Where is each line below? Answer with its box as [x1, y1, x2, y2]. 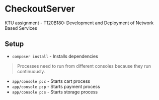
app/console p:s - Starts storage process [12, 89, 98, 95]
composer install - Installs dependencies [12, 53, 99, 59]
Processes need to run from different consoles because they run [17, 63, 151, 69]
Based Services [5, 25, 37, 31]
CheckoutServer [5, 3, 75, 15]
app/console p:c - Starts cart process [12, 78, 91, 84]
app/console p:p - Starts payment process [12, 83, 100, 89]
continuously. [17, 68, 45, 74]
